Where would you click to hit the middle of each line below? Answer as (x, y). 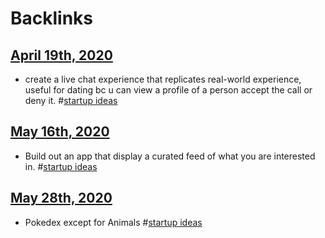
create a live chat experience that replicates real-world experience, (163, 79)
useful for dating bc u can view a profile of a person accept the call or (168, 90)
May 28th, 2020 (61, 198)
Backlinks (52, 18)
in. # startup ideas (61, 166)
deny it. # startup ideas (71, 100)
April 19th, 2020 (61, 55)
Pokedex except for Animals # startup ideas (113, 222)
